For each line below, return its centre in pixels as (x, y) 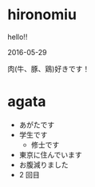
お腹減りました (44, 165)
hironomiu (42, 15)
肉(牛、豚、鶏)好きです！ (49, 69)
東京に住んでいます (51, 154)
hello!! (18, 37)
